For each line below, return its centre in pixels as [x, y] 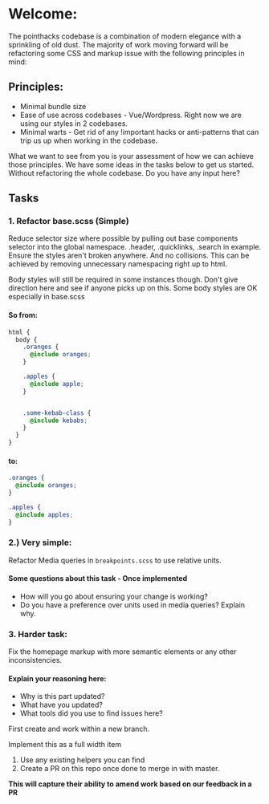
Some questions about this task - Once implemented [98, 579]
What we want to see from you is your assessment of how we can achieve [131, 156]
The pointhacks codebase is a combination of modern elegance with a [125, 36]
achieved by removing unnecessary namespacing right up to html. [118, 264]
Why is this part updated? [62, 696]
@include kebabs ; [59, 420]
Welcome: [43, 14]
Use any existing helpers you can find [82, 760]
